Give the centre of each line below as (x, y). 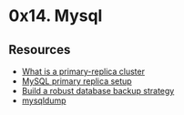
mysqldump (44, 100)
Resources (40, 50)
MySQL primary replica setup (77, 81)
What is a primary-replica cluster (83, 71)
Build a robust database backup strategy (98, 91)
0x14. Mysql (56, 16)
